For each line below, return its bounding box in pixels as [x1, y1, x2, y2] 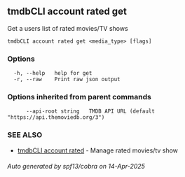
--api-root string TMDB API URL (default [25, 108, 156, 115]
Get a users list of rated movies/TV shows [7, 24, 128, 32]
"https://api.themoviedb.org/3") [7, 114, 105, 121]
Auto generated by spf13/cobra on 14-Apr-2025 [7, 162, 146, 171]
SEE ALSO [7, 130, 43, 140]
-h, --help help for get [13, 70, 92, 77]
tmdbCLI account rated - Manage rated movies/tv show [17, 146, 179, 155]
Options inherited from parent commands [7, 92, 152, 102]
